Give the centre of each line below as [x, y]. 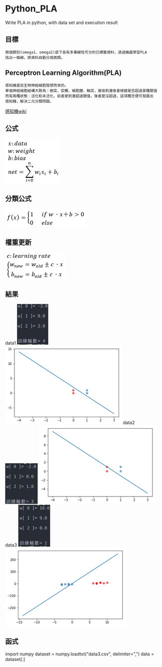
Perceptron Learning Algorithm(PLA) [64, 73]
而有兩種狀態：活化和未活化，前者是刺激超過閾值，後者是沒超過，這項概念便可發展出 [79, 96]
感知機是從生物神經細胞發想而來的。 [37, 85]
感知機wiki [16, 111]
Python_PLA [31, 9]
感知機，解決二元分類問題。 [29, 101]
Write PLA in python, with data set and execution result [62, 22]
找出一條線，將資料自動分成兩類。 [35, 57]
